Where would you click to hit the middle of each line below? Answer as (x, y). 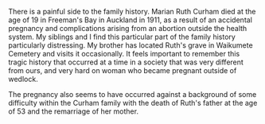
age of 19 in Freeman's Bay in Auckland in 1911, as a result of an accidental (131, 20)
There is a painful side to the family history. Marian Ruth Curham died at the (132, 12)
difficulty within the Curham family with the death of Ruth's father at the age (133, 103)
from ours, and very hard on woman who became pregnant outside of (123, 70)
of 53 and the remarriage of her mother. (74, 111)
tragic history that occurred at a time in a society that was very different (126, 62)
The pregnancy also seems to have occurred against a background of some (132, 94)
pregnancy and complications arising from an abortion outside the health (128, 28)
